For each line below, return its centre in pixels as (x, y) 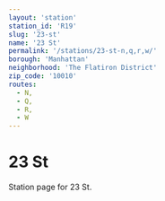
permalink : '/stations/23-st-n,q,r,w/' (83, 51)
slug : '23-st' (35, 34)
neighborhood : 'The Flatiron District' (83, 68)
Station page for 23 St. (50, 187)
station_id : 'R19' (43, 26)
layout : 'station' (43, 17)
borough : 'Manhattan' (49, 59)
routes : (23, 84)
